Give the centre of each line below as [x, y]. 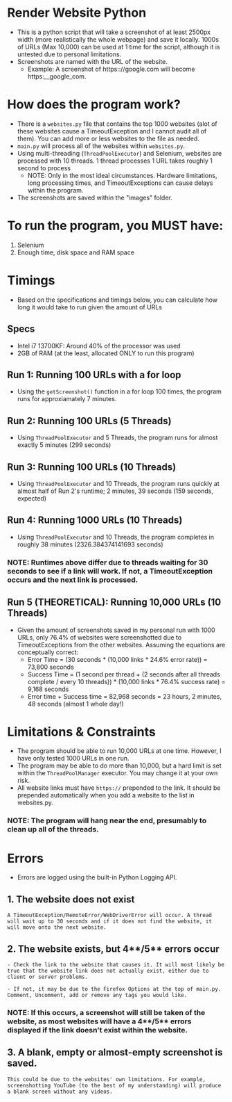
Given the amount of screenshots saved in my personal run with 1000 [116, 630]
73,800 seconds [51, 667]
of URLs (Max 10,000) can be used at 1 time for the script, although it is [118, 47]
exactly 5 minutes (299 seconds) [64, 445]
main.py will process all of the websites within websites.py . [101, 146]
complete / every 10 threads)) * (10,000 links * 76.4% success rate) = [126, 681]
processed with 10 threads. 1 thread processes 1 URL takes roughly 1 [115, 161]
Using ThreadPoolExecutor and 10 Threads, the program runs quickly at [118, 484]
